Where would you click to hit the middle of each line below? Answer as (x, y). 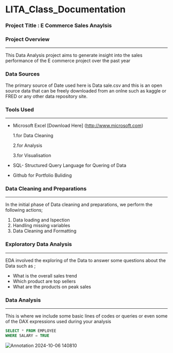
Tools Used (20, 109)
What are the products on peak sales (52, 287)
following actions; (24, 210)
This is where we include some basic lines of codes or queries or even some (86, 316)
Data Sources (23, 74)
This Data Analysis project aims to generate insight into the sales (74, 55)
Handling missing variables (41, 226)
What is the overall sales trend (45, 275)
